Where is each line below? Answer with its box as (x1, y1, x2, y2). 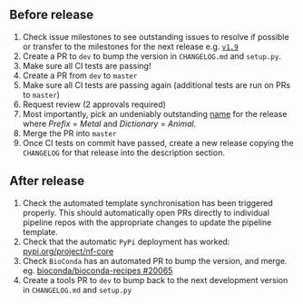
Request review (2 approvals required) (22, 99, 166, 110)
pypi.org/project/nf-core (22, 245, 114, 257)
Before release (9, 7, 94, 23)
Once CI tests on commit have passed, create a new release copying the (22, 137, 294, 148)
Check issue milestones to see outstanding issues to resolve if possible (22, 31, 289, 42)
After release (9, 173, 84, 189)
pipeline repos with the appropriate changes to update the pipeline (22, 217, 272, 228)
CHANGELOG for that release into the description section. (22, 147, 225, 158)
